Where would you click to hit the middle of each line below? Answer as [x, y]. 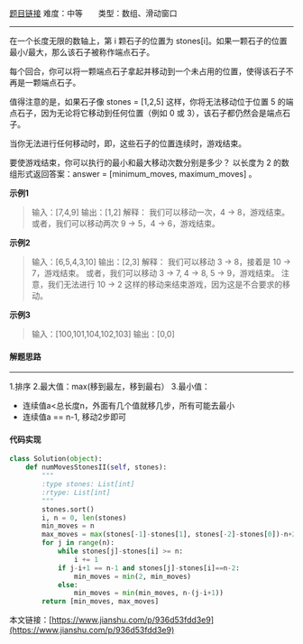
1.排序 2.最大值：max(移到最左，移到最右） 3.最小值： [110, 387]
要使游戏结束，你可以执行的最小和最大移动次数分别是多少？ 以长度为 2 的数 [150, 162]
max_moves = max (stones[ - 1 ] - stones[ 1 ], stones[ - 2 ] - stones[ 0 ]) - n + [167, 535]
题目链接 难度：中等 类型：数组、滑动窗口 [93, 13]
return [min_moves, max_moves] [101, 602]
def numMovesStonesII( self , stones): [96, 467]
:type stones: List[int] [88, 484]
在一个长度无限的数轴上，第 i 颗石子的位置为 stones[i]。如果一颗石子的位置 [148, 41]
